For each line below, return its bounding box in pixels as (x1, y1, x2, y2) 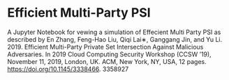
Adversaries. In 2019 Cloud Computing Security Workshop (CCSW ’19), (7, 50, 212, 58)
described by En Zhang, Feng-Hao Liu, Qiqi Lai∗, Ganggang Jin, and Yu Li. (7, 35, 223, 43)
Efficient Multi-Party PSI (7, 5, 152, 21)
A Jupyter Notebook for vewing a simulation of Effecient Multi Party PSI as (7, 28, 221, 36)
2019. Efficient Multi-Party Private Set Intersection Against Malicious (7, 42, 204, 51)
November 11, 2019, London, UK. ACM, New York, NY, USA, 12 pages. (7, 57, 207, 65)
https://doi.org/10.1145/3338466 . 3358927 (7, 65, 129, 73)
